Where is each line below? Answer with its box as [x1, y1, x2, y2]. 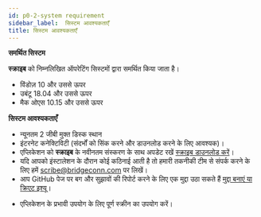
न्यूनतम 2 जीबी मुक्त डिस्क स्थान [19, 130, 102, 139]
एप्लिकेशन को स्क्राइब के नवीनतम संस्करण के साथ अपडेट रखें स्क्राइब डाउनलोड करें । [19, 148, 235, 157]
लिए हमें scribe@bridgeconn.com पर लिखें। [19, 165, 149, 175]
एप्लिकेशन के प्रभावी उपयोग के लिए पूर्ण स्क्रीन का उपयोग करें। [19, 200, 173, 209]
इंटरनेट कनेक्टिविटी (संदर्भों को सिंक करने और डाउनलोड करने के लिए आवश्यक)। [19, 138, 225, 148]
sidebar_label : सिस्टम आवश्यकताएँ [8, 19, 110, 27]
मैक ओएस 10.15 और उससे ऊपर [19, 98, 103, 107]
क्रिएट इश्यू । [19, 184, 52, 193]
